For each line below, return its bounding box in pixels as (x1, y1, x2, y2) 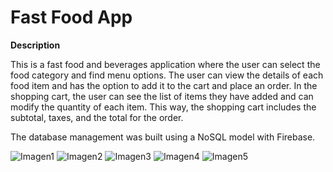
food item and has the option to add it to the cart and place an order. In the (10, 79, 318, 91)
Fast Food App (10, 6, 133, 29)
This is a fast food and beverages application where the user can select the (10, 58, 321, 70)
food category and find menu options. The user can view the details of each (10, 69, 324, 81)
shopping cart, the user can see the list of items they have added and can (10, 90, 314, 102)
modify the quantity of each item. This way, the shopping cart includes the (10, 101, 317, 113)
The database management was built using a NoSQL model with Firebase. (10, 131, 316, 143)
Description (10, 39, 61, 51)
